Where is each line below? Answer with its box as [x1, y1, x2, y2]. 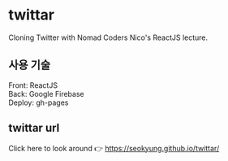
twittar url [8, 121, 60, 135]
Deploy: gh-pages [8, 98, 69, 107]
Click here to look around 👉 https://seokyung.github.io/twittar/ [8, 143, 220, 153]
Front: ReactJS [8, 80, 58, 90]
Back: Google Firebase [8, 89, 84, 98]
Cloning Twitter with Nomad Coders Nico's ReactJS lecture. [8, 33, 209, 42]
